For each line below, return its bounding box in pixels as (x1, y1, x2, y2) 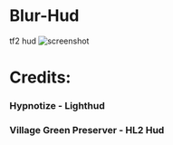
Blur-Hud (9, 5, 80, 26)
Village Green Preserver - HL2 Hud (9, 123, 165, 136)
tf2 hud (9, 35, 37, 46)
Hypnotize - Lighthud (9, 100, 106, 112)
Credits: (9, 67, 72, 88)
